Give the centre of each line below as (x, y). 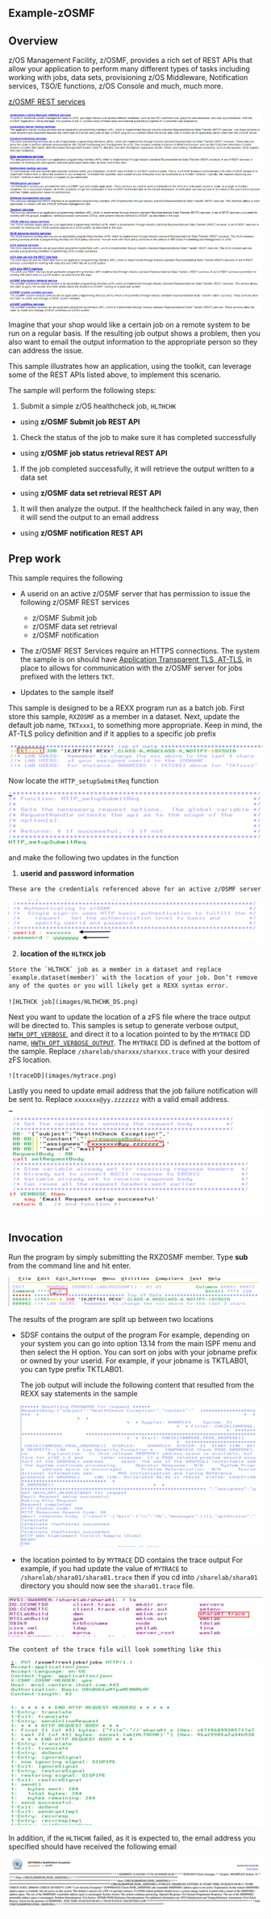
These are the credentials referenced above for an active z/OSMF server (135, 889)
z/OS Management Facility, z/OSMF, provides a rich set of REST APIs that (130, 61)
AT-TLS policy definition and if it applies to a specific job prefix (112, 734)
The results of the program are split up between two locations (111, 1320)
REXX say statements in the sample (79, 1394)
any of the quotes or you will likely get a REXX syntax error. (119, 985)
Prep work (35, 559)
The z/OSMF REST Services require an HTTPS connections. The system (140, 651)
